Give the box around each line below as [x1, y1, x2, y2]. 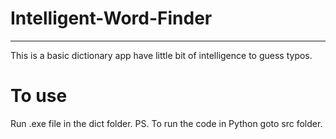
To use [10, 85, 68, 107]
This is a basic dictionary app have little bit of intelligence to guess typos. [10, 49, 313, 61]
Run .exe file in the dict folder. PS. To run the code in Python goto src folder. [10, 117, 323, 129]
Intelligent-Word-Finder [10, 7, 213, 30]
